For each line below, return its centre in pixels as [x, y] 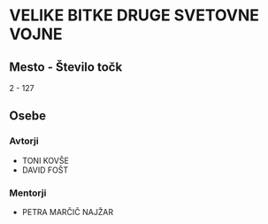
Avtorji [24, 141]
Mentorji [28, 193]
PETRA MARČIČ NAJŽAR [67, 212]
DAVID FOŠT [45, 170]
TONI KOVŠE [45, 160]
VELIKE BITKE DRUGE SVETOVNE [134, 15]
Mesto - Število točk [66, 67]
